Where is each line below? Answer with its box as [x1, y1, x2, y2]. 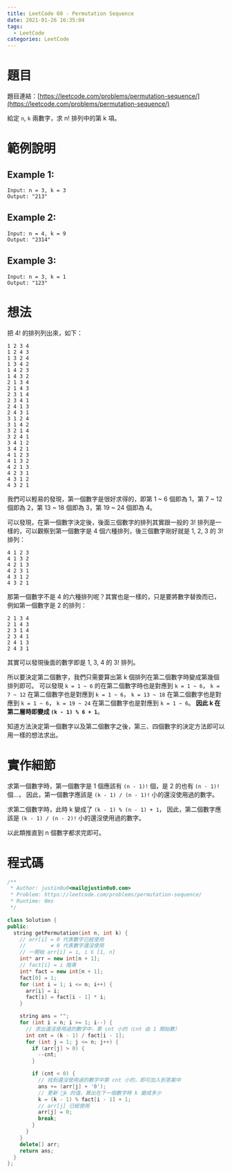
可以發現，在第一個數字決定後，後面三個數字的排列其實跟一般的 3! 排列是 [7, 518, 216, 526]
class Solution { [7, 916, 57, 923]
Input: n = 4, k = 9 [7, 230, 67, 237]
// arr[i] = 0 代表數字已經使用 [19, 936, 104, 943]
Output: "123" [7, 279, 48, 286]
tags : [7, 23, 23, 30]
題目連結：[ [7, 92, 40, 100]
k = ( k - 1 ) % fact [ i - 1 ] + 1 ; [37, 1096, 131, 1103]
